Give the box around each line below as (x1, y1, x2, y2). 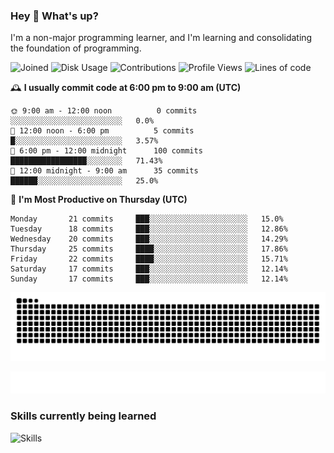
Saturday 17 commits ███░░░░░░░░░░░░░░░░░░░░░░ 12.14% (10, 264, 288, 274)
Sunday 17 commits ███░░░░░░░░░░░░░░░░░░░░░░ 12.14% (10, 274, 288, 284)
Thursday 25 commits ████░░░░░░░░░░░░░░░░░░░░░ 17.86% (10, 244, 288, 254)
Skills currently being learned (10, 409, 157, 423)
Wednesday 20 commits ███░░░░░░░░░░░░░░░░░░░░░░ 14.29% (10, 234, 288, 244)
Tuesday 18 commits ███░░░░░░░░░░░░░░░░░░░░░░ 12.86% (10, 224, 288, 234)
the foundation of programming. (10, 42, 142, 54)
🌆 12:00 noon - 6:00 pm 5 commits (10, 126, 195, 136)
